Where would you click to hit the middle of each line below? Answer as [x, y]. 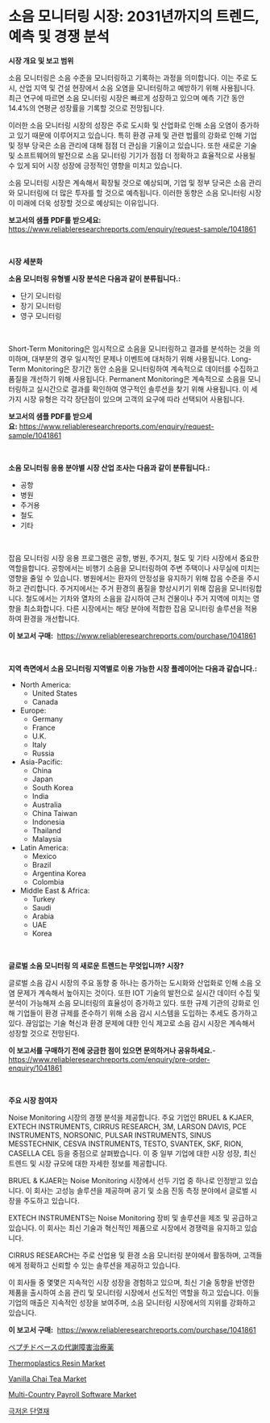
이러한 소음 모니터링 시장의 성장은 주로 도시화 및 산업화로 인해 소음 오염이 [123, 125]
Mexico [44, 856]
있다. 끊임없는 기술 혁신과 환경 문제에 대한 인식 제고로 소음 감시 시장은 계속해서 [132, 1023]
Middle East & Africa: [55, 890]
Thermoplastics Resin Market [57, 1363]
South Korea [53, 787]
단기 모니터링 [41, 295]
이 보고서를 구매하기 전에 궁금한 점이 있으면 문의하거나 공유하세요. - [112, 1050]
